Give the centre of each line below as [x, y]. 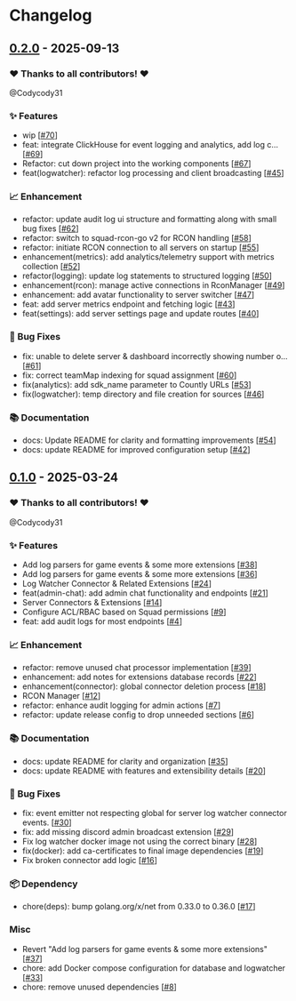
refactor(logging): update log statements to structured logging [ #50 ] [147, 276]
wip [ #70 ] [40, 135]
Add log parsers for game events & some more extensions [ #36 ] [140, 574]
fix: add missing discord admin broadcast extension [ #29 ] [128, 831]
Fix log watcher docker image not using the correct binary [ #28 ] [140, 841]
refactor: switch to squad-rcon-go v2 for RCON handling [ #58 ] [136, 238]
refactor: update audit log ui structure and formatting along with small [149, 220]
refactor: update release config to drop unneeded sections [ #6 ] [138, 715]
